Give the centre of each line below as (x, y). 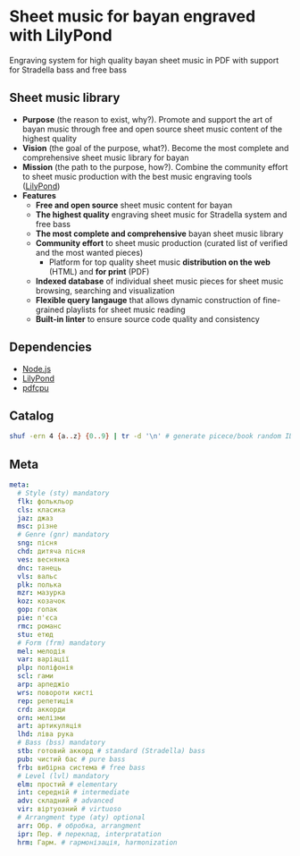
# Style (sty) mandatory (63, 493)
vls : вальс (37, 576)
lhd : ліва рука (46, 734)
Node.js (37, 369)
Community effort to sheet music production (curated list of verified (162, 242)
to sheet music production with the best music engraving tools (137, 176)
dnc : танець (40, 568)
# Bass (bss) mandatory (61, 743)
